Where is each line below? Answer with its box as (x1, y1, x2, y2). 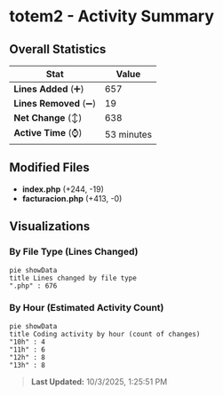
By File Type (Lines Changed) (9, 246, 139, 258)
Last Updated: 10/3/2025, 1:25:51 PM (30, 376, 168, 387)
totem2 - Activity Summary (9, 6, 215, 27)
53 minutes (104, 128, 153, 140)
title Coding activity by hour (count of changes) (9, 329, 201, 338)
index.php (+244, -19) (21, 184, 105, 194)
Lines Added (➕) (13, 83, 84, 95)
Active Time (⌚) (13, 127, 83, 139)
